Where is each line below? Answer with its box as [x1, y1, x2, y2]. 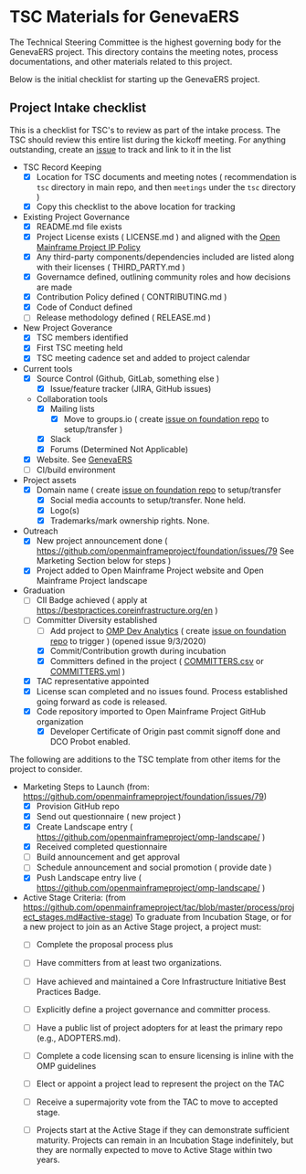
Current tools [22, 363, 73, 374]
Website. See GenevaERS [36, 454, 132, 465]
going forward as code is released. [36, 696, 168, 707]
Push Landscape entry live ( [36, 873, 142, 883]
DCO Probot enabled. [49, 735, 131, 746]
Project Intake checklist [9, 100, 147, 116]
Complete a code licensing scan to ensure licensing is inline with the [36, 1050, 294, 1061]
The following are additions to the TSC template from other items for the [9, 754, 281, 765]
